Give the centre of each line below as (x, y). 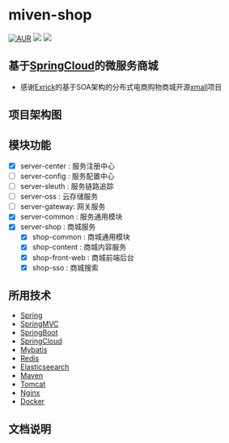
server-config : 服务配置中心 (67, 177)
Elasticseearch (45, 367)
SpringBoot (39, 333)
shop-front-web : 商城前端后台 (83, 258)
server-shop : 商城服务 (58, 227)
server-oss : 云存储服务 (59, 197)
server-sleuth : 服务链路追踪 (67, 186)
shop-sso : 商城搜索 (65, 267)
